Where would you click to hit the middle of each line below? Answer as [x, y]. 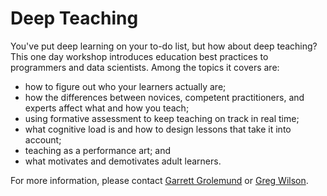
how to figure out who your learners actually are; [125, 86]
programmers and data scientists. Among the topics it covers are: [145, 67]
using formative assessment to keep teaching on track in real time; [162, 118]
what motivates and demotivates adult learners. [123, 161]
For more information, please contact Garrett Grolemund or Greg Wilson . [159, 180]
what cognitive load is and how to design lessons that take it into [158, 129]
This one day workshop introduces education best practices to [139, 56]
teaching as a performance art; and [98, 150]
